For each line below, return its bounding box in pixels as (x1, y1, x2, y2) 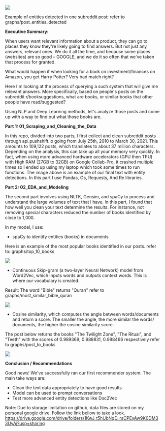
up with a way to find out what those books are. (5, 114, 102, 120)
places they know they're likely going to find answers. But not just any (5, 43, 147, 49)
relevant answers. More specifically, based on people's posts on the (5, 89, 144, 94)
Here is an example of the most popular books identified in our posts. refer (5, 244, 157, 249)
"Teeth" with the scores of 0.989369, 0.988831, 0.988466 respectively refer (5, 337, 160, 342)
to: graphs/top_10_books (5, 248, 55, 254)
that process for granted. (5, 59, 56, 65)
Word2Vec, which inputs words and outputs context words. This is (12, 273, 147, 278)
